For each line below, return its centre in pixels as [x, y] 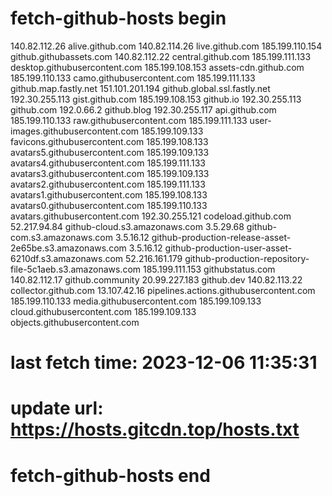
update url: [57, 408]
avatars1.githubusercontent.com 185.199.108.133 [109, 194]
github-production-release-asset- [221, 237]
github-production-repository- [247, 258]
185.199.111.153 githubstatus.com [209, 269]
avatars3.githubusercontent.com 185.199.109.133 [110, 173]
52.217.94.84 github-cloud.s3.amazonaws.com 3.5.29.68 [127, 226]
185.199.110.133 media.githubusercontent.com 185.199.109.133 [136, 301]
